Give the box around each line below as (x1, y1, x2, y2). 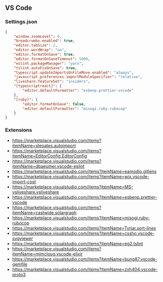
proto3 (12, 272, 26, 278)
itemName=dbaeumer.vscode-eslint (12, 164, 85, 169)
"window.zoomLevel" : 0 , (14, 34, 62, 39)
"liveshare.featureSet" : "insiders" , (14, 79, 91, 84)
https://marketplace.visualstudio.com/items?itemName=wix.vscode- (12, 174, 150, 180)
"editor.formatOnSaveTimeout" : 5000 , (14, 56, 91, 61)
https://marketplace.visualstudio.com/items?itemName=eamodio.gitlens (12, 168, 157, 174)
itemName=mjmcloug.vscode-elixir (12, 251, 83, 257)
